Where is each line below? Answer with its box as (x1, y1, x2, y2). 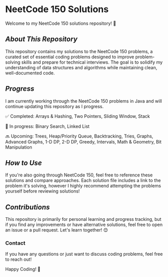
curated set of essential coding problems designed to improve (5, 54, 135, 60)
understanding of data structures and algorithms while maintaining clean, (5, 64, 157, 70)
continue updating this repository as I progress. (5, 103, 104, 109)
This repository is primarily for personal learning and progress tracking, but (5, 216, 161, 222)
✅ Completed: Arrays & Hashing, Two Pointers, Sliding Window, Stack (5, 113, 150, 119)
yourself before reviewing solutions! (5, 188, 80, 194)
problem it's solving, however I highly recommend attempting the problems (5, 183, 161, 189)
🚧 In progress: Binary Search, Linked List (5, 123, 90, 129)
